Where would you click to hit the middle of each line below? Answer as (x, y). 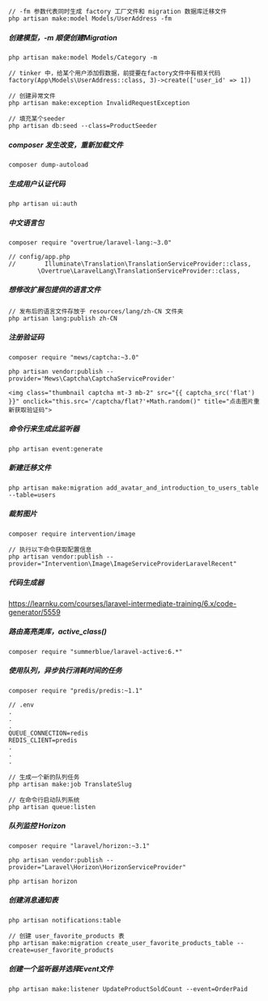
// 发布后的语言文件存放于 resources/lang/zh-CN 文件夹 (96, 311)
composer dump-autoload (49, 164)
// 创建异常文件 (32, 95)
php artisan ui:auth (43, 204)
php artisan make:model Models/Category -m (83, 57)
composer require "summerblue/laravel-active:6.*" (96, 651)
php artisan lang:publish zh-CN (63, 318)
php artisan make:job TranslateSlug (70, 784)
